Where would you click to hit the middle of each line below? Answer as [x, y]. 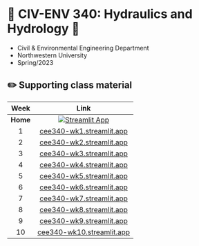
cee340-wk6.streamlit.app [84, 187]
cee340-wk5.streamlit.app [84, 176]
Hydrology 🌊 [44, 29]
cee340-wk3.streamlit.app [84, 153]
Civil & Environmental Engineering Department [83, 48]
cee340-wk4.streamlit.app [84, 164]
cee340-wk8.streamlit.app [84, 209]
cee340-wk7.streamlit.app [84, 198]
